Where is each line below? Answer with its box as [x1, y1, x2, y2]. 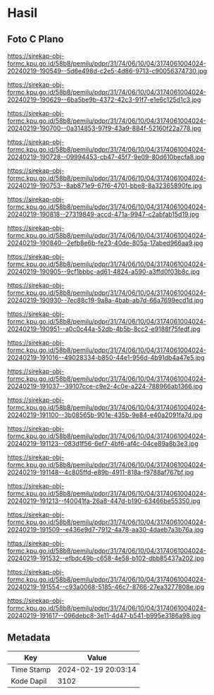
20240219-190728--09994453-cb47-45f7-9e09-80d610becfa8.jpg [7, 153, 205, 161]
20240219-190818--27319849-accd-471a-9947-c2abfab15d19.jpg [7, 210, 199, 218]
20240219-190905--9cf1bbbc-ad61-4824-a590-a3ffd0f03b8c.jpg [7, 267, 201, 276]
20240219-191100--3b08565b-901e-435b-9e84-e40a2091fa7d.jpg [7, 411, 203, 419]
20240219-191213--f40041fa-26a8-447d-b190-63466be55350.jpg [7, 497, 201, 505]
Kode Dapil [11, 676, 47, 686]
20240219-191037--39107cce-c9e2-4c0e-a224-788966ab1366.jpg [7, 382, 203, 390]
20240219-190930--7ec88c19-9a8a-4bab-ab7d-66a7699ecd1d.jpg [7, 296, 204, 304]
